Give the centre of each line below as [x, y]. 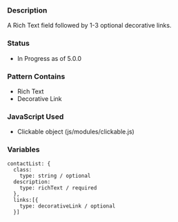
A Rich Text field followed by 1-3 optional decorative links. [89, 26]
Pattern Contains [36, 76]
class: [23, 170]
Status [18, 44]
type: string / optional [55, 176]
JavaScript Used [36, 116]
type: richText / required [58, 188]
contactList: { [29, 164]
